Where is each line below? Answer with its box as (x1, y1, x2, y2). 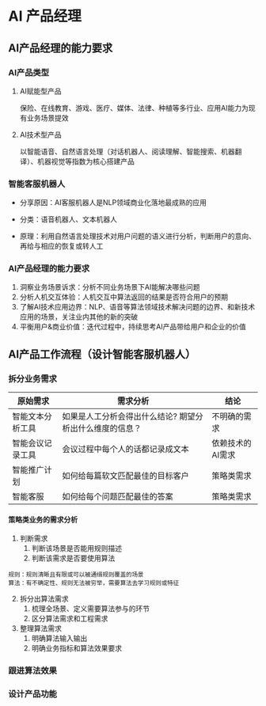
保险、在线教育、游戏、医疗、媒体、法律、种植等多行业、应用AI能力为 (19, 103, 249, 112)
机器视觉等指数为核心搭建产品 (36, 156, 135, 166)
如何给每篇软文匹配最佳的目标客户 (62, 470, 190, 481)
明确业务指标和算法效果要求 (31, 643, 123, 653)
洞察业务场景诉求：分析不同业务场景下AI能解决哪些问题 (19, 283, 200, 292)
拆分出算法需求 (19, 594, 69, 604)
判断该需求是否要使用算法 (31, 553, 116, 563)
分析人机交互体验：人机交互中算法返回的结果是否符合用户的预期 (19, 292, 228, 302)
